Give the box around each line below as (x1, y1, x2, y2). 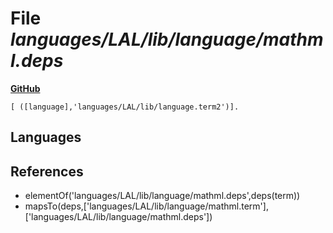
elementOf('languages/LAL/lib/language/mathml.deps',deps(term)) (24, 190, 301, 202)
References (10, 163, 84, 180)
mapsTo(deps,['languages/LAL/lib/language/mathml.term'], (24, 200, 269, 212)
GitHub (10, 82, 41, 94)
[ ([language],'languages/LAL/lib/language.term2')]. (10, 102, 240, 112)
